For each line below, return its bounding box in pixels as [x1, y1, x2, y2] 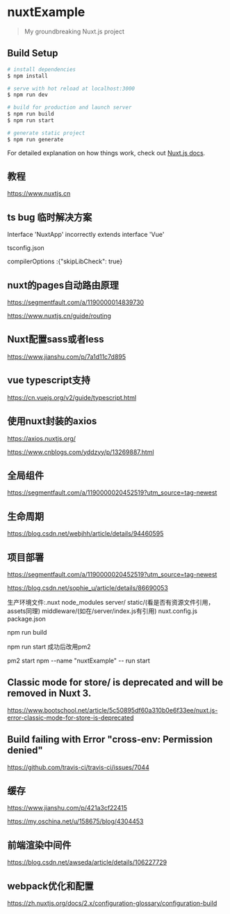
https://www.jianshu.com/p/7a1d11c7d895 [7, 353, 126, 361]
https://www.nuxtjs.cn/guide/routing [7, 311, 111, 320]
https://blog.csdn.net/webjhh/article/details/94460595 [7, 529, 164, 538]
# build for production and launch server [7, 104, 132, 111]
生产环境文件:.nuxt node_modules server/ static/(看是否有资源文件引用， [7, 598, 215, 606]
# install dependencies [7, 65, 76, 73]
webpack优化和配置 [7, 880, 94, 892]
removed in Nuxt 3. [7, 688, 92, 699]
